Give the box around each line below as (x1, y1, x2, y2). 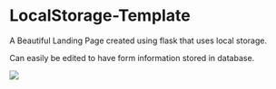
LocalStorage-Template (9, 5, 191, 26)
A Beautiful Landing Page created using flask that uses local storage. (9, 35, 268, 46)
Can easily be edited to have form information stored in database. (9, 52, 255, 63)
